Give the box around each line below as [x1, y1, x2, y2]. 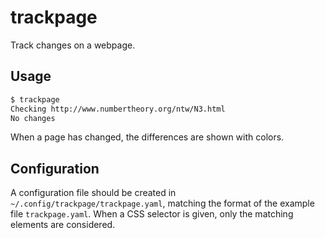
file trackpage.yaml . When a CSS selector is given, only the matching [10, 208, 294, 220]
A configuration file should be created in [10, 187, 177, 199]
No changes [10, 113, 56, 123]
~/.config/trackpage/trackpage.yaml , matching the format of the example [10, 197, 315, 210]
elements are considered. [10, 219, 116, 231]
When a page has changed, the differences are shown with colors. [10, 131, 285, 143]
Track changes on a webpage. [10, 39, 136, 51]
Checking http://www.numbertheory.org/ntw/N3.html [10, 104, 226, 114]
